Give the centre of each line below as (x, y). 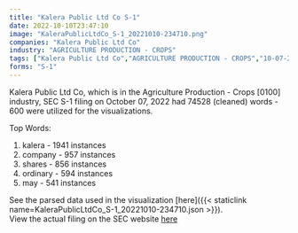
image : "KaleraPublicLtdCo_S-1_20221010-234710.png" (109, 34)
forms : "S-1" (33, 67)
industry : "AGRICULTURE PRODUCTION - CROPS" (93, 50)
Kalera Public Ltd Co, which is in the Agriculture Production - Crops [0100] (145, 92)
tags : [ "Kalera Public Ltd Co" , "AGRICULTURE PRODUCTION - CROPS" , (134, 58)
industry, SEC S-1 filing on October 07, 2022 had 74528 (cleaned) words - (144, 101)
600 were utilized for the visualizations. (81, 111)
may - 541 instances (59, 183)
